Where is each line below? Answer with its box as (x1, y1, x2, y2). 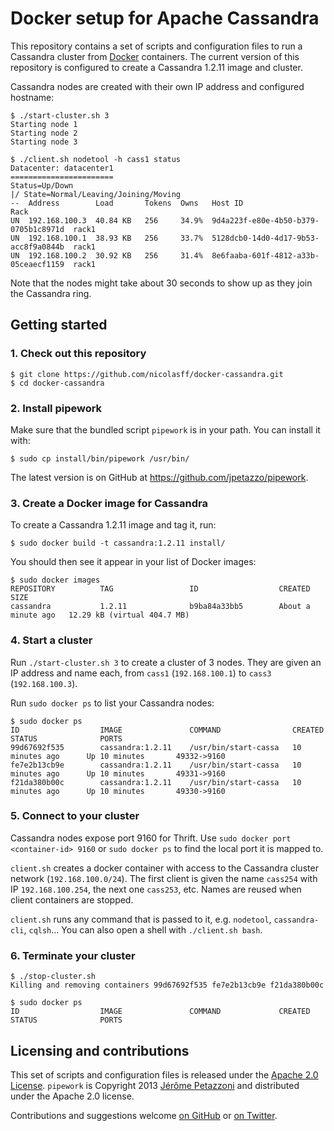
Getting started (10, 317, 108, 334)
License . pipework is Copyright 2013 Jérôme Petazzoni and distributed (10, 1079, 300, 1091)
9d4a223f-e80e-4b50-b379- (211, 215, 320, 226)
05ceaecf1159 (10, 259, 65, 269)
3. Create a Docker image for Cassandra (10, 496, 208, 510)
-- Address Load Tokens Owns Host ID (10, 198, 244, 208)
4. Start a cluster (10, 633, 93, 647)
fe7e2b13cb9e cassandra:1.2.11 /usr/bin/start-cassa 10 (10, 760, 302, 770)
